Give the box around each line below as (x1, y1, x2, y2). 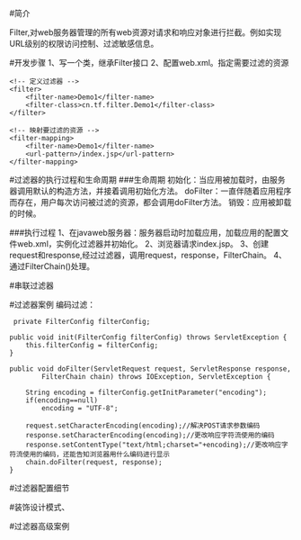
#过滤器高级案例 (9, 521, 70, 531)
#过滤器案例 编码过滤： (9, 300, 96, 310)
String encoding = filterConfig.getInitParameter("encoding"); (25, 388, 268, 397)
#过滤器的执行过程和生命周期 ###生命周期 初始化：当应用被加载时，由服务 (9, 175, 286, 184)
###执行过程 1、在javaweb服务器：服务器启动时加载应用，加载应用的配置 (9, 228, 281, 238)
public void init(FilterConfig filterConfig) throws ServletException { (9, 333, 288, 342)
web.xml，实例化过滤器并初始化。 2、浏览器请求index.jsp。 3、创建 (16, 238, 270, 249)
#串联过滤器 (9, 280, 54, 291)
